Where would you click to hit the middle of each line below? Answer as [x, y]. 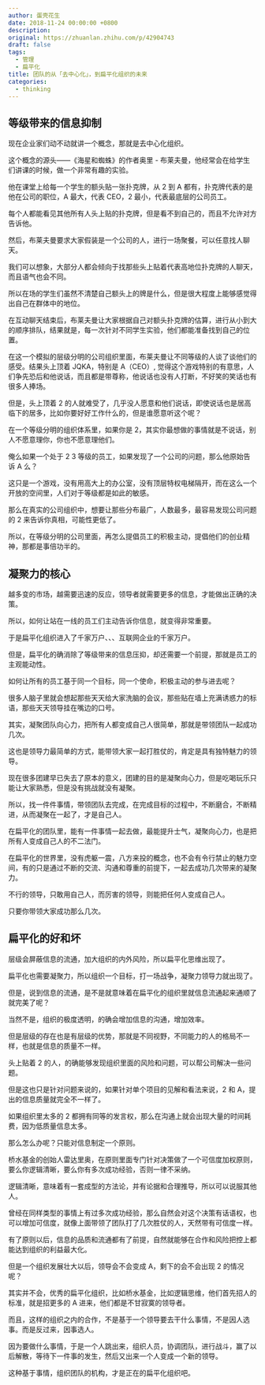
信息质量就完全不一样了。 [63, 1099]
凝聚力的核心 [39, 574]
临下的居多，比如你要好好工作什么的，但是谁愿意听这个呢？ [105, 413]
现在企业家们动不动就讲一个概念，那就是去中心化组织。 [98, 144]
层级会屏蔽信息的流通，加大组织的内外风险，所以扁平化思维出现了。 [119, 959]
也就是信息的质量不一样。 [63, 1046]
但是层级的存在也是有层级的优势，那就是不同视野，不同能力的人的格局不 [125, 1036]
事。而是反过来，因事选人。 [53, 1329]
